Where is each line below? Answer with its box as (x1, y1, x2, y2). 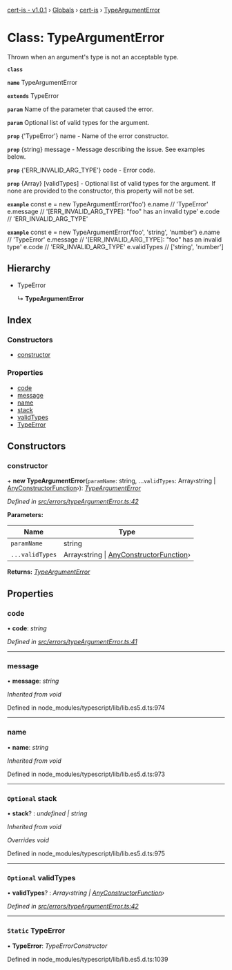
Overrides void (7, 836, 50, 844)
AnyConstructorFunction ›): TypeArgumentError (7, 484, 142, 492)
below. (7, 152, 26, 161)
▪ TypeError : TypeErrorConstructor (7, 942, 108, 950)
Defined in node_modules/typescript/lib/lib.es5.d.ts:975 (7, 849, 166, 857)
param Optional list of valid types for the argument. (7, 118, 150, 126)
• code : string (7, 624, 47, 632)
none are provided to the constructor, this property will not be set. (7, 186, 195, 195)
